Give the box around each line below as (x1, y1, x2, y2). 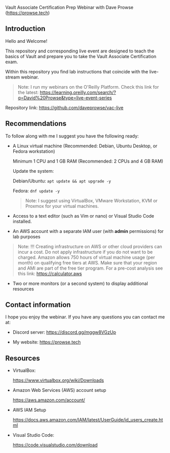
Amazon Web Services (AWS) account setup (12, 387, 106, 393)
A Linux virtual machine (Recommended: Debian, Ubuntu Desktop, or (12, 143, 158, 149)
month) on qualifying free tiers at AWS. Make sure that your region (17, 259, 157, 265)
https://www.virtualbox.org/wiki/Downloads (12, 377, 104, 384)
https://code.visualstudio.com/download (12, 442, 98, 448)
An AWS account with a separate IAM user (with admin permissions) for (12, 228, 164, 234)
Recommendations (5, 119, 67, 128)
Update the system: (12, 168, 54, 174)
